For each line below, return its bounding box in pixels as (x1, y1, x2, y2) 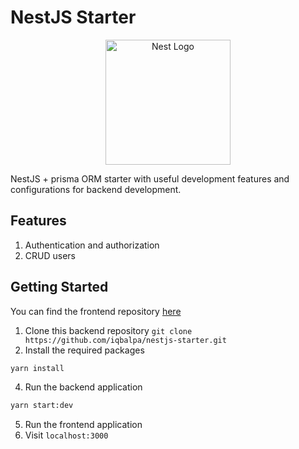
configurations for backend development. (10, 183, 182, 195)
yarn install (10, 363, 65, 373)
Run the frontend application (24, 419, 143, 431)
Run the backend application (24, 381, 143, 393)
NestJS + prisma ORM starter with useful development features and (10, 172, 290, 185)
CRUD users (24, 249, 76, 261)
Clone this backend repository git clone (24, 324, 193, 336)
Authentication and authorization (24, 239, 160, 251)
